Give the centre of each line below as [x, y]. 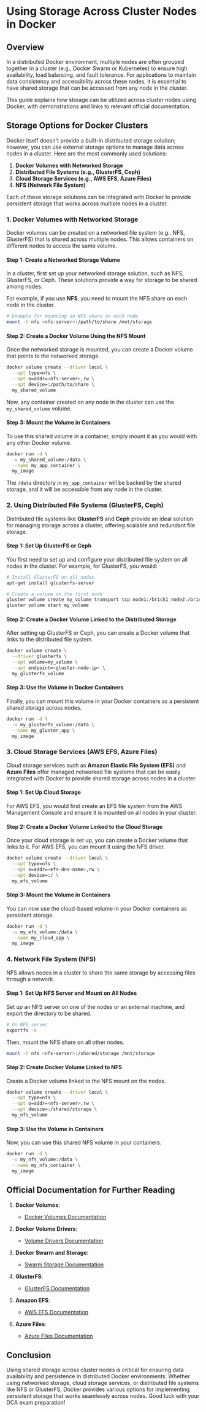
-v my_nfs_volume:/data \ [45, 1159]
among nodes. [25, 286]
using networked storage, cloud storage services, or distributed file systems [103, 1383]
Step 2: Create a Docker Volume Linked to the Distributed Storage [91, 619]
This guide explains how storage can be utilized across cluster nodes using [101, 100]
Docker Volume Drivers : [46, 1229]
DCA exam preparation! [36, 1403]
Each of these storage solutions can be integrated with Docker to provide [99, 197]
